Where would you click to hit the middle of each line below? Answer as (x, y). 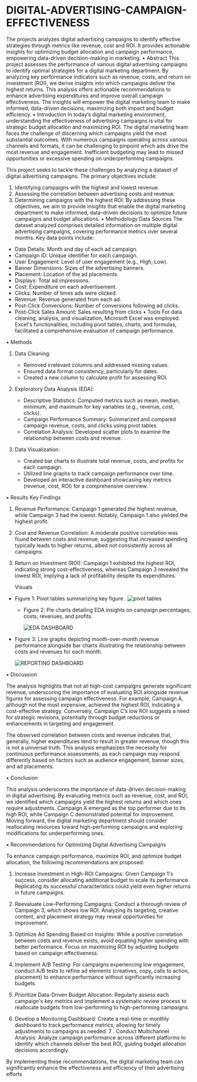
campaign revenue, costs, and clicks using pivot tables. (91, 425)
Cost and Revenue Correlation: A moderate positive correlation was (96, 532)
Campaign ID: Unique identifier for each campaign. (76, 255)
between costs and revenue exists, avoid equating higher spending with (102, 940)
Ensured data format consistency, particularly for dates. (91, 371)
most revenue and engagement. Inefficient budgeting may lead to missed (95, 152)
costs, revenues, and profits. (58, 616)
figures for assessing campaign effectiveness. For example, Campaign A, (95, 698)
